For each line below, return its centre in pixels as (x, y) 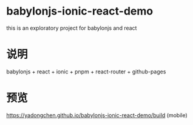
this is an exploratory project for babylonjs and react (72, 28)
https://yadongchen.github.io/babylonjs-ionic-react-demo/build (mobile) (97, 115)
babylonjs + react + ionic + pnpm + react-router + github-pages (86, 72)
